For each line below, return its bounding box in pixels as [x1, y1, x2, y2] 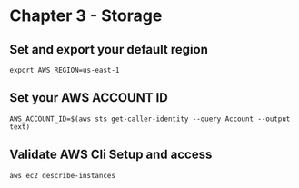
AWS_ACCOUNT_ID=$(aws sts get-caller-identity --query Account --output [9, 114, 291, 124]
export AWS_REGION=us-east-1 [9, 65, 120, 74]
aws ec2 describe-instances [9, 171, 116, 180]
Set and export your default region [9, 42, 209, 57]
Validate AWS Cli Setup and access [9, 147, 213, 163]
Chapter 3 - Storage [9, 5, 163, 26]
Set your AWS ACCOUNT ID [9, 90, 168, 105]
